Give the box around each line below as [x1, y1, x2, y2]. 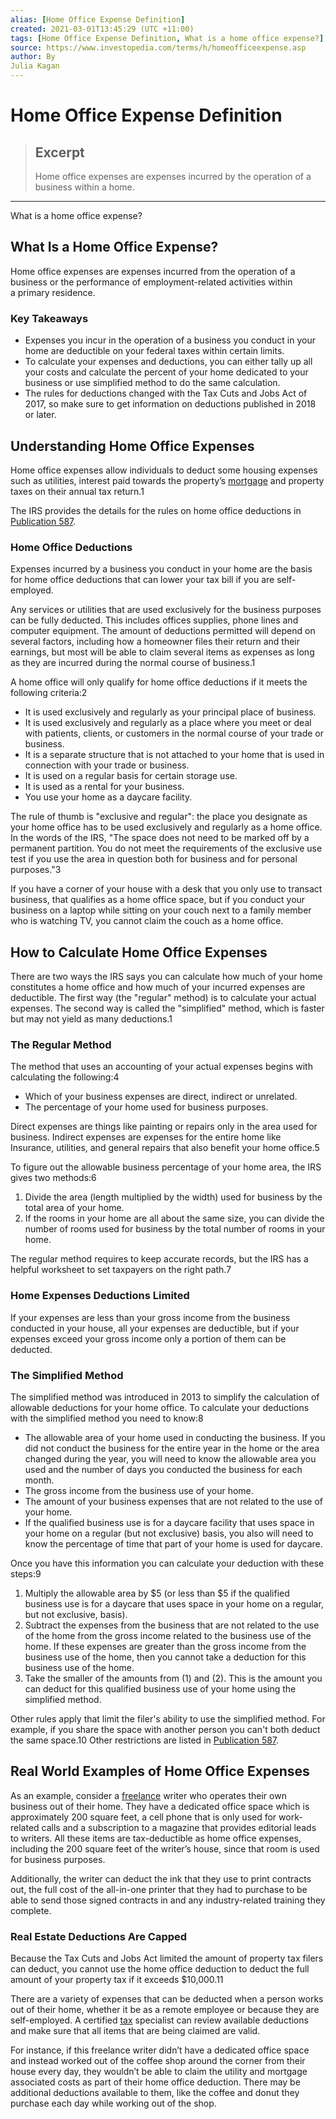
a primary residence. [10, 286, 96, 298]
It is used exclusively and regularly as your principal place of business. [24, 706, 317, 718]
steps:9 [10, 1567, 42, 1580]
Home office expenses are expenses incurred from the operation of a [10, 265, 296, 277]
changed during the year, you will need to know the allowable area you [24, 1452, 317, 1465]
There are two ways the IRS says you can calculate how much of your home [10, 971, 323, 983]
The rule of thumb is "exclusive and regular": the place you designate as [10, 811, 308, 823]
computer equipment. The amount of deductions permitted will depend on [10, 625, 316, 637]
